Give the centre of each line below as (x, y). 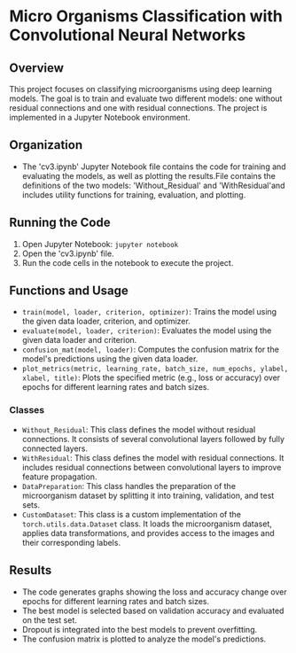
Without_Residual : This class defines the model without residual (139, 429)
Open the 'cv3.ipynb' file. (68, 253)
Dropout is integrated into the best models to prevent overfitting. (140, 629)
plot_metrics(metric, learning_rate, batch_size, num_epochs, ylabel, (155, 369)
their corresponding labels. (71, 542)
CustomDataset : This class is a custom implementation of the (132, 514)
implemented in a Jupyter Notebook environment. (100, 117)
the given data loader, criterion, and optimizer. (106, 322)
